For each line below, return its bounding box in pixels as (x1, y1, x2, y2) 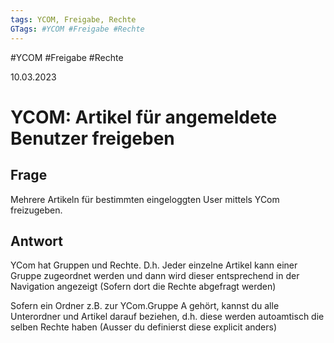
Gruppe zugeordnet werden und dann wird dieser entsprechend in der (10, 270, 300, 282)
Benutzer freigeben (10, 127, 175, 150)
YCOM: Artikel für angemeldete (10, 106, 278, 128)
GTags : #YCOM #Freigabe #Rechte (10, 24, 145, 34)
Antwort (10, 232, 63, 250)
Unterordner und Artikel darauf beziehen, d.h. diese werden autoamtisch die (10, 311, 325, 323)
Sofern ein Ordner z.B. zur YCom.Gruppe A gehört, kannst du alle (10, 300, 280, 312)
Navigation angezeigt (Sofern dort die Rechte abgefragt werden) (10, 281, 277, 293)
